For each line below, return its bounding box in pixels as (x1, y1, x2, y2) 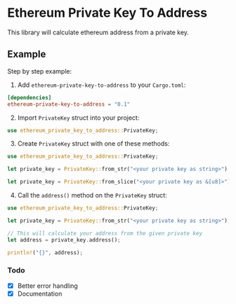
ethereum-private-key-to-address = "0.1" (7, 100, 131, 108)
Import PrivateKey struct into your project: (17, 113, 140, 122)
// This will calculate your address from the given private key (7, 230, 202, 237)
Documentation (17, 289, 63, 298)
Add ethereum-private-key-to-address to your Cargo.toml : (17, 81, 186, 89)
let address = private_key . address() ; (7, 236, 121, 243)
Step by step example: (7, 67, 72, 75)
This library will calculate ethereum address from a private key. (7, 28, 190, 36)
